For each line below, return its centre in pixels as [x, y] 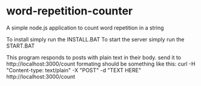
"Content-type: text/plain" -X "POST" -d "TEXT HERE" [74, 70]
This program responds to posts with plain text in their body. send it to [94, 57]
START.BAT [21, 46]
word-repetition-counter [70, 11]
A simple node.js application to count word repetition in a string [85, 28]
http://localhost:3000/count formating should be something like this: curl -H [101, 64]
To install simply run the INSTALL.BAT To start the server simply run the [95, 39]
